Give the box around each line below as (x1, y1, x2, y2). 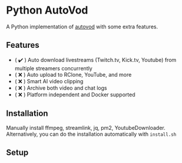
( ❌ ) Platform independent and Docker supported (14, 91, 135, 98)
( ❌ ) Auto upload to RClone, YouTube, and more (14, 71, 132, 78)
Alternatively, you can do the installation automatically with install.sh (6, 131, 177, 138)
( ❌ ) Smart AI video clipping (14, 77, 84, 84)
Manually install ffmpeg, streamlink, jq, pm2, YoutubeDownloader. (6, 124, 166, 131)
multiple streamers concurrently (14, 64, 92, 71)
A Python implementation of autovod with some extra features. (6, 23, 158, 30)
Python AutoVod (6, 4, 88, 17)
